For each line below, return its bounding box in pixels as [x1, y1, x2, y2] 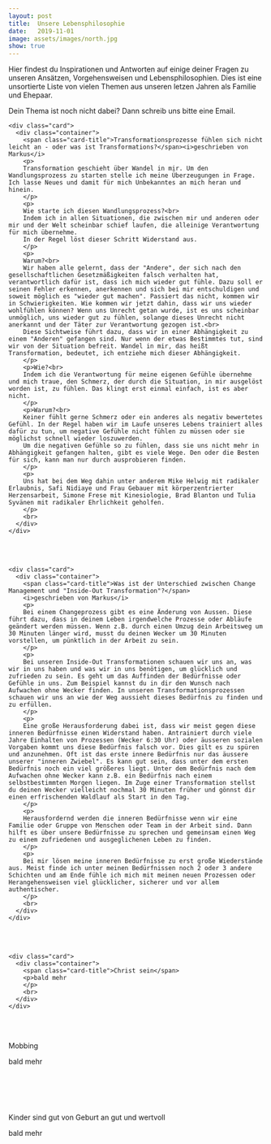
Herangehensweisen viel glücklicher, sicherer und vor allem [8, 878, 220, 886]
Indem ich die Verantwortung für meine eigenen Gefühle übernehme [23, 370, 252, 379]
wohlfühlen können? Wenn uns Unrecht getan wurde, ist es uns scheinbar [8, 306, 260, 315]
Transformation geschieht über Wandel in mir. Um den [23, 164, 209, 173]
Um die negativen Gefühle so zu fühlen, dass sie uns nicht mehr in [23, 442, 260, 450]
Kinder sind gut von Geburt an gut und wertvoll [8, 1112, 166, 1122]
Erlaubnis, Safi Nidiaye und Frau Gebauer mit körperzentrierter [8, 484, 234, 492]
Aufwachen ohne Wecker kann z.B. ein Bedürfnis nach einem [8, 772, 213, 780]
